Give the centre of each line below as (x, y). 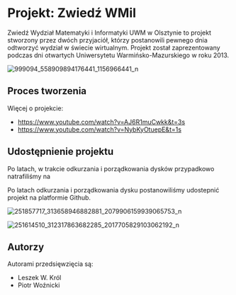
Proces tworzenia (47, 91)
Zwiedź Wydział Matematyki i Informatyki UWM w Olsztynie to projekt (109, 33)
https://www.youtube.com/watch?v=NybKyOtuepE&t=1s (100, 129)
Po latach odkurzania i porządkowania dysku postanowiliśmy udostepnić (113, 190)
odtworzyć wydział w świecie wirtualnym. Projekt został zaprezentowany (114, 47)
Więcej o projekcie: (35, 108)
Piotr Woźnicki (39, 285)
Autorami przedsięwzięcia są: (50, 264)
